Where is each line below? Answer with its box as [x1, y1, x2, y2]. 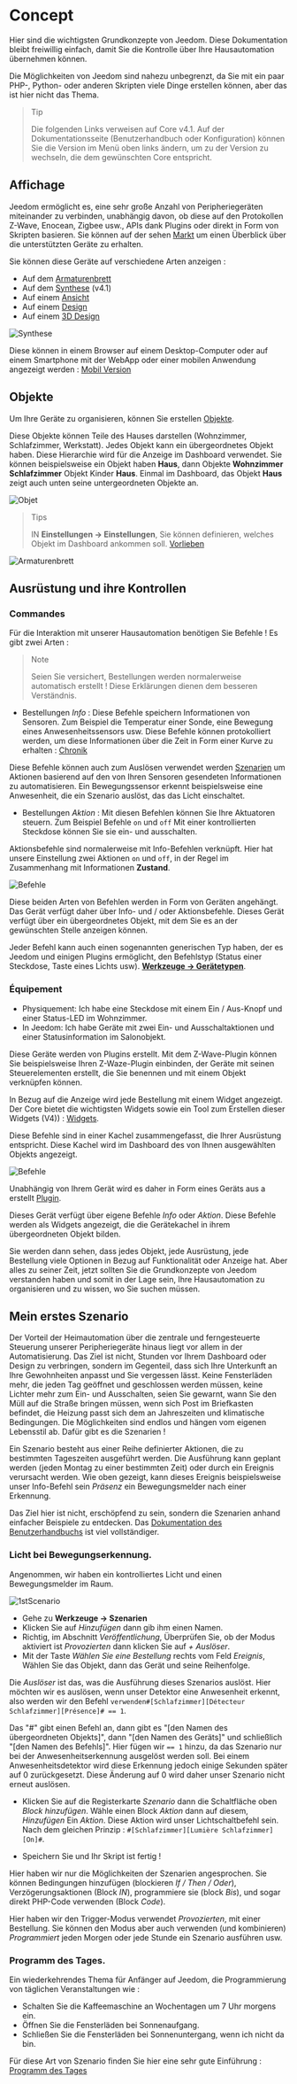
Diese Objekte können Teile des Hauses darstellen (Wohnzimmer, [9, 430, 247, 441]
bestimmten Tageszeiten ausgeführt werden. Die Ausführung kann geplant [9, 1453, 281, 1464]
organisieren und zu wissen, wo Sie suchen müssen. [9, 1283, 201, 1294]
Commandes [9, 608, 65, 620]
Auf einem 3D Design [21, 311, 100, 322]
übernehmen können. [9, 53, 88, 64]
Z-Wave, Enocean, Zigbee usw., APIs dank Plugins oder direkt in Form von [9, 220, 279, 230]
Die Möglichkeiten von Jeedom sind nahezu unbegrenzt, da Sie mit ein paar [9, 70, 285, 81]
